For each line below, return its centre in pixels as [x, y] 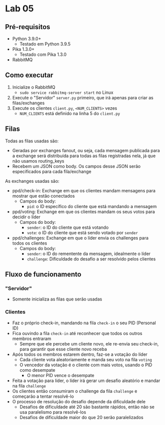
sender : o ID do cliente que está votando [68, 227]
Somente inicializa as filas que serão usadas [57, 299]
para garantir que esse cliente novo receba [63, 349]
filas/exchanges [28, 103]
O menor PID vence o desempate [61, 375]
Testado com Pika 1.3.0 [43, 54]
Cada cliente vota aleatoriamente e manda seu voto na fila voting [86, 359]
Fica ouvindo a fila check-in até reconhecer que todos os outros [77, 333]
